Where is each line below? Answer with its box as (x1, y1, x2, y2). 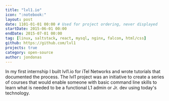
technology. (5, 90, 30, 96)
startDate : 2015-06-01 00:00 (5, 26, 67, 31)
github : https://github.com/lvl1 (5, 41, 76, 46)
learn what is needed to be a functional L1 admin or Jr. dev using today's (5, 85, 157, 91)
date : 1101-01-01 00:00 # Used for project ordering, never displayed (5, 21, 158, 27)
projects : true (5, 45, 38, 50)
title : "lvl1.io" (5, 7, 42, 13)
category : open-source (5, 50, 53, 55)
